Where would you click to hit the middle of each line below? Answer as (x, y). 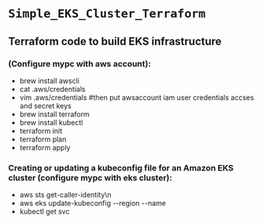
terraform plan (43, 139)
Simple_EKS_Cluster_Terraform (107, 14)
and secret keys (46, 105)
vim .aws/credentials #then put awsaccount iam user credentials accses (137, 97)
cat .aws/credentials (52, 89)
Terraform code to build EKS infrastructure (115, 41)
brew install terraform (55, 114)
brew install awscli (50, 80)
